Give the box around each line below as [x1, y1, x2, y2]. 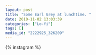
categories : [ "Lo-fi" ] [5, 21, 53, 26]
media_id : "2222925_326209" [5, 30, 65, 35]
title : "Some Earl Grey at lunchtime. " [5, 12, 92, 17]
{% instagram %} [5, 44, 41, 50]
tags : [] [5, 26, 24, 31]
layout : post [5, 7, 33, 12]
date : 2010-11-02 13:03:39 [5, 16, 62, 21]
